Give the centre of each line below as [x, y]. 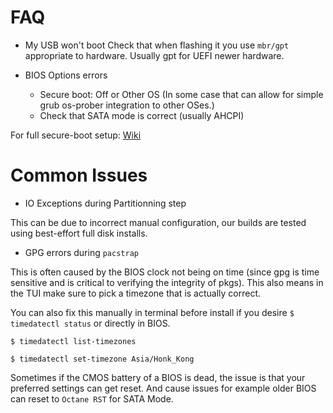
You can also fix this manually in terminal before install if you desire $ [152, 312]
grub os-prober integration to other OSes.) [127, 105]
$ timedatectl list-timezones [73, 341]
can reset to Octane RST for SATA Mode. [92, 398]
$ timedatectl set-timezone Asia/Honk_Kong [102, 359]
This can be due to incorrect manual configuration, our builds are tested [158, 222]
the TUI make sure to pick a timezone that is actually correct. [136, 293]
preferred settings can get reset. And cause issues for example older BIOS [163, 388]
